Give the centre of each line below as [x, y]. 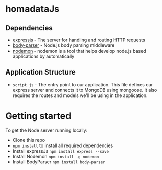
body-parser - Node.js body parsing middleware [64, 45]
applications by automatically [43, 56]
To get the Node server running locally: [47, 130]
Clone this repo [29, 140]
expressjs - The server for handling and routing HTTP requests [79, 40]
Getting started [38, 116]
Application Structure [40, 72]
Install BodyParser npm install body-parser [59, 162]
